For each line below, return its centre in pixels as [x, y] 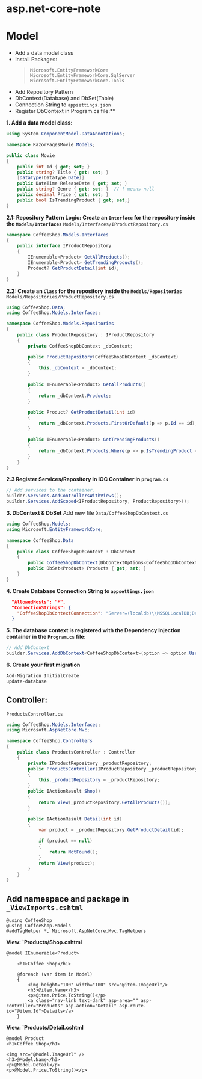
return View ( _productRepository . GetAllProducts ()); [104, 802]
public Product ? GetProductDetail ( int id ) [82, 412]
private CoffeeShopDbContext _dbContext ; [81, 346]
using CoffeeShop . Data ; [36, 307]
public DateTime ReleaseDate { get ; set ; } [72, 183]
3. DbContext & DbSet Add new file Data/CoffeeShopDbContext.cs [87, 513]
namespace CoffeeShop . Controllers [50, 741]
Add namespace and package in [68, 899]
